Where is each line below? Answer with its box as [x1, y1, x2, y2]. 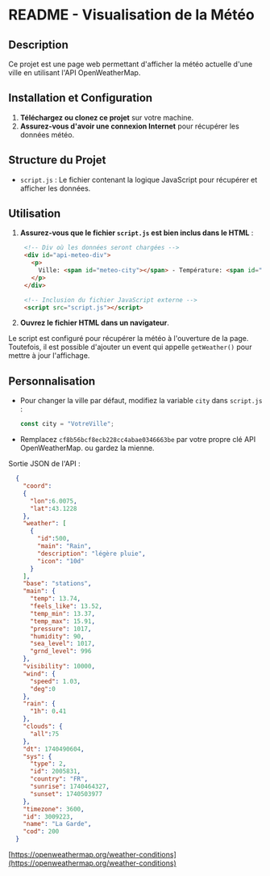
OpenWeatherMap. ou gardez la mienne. [19, 443, 155, 453]
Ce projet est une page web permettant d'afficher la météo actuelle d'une [8, 59, 253, 69]
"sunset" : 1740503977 [29, 790, 103, 798]
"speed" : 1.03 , [29, 677, 81, 685]
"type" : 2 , [29, 760, 67, 769]
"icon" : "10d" [37, 557, 85, 565]
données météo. [19, 129, 75, 139]
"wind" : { [23, 669, 56, 678]
